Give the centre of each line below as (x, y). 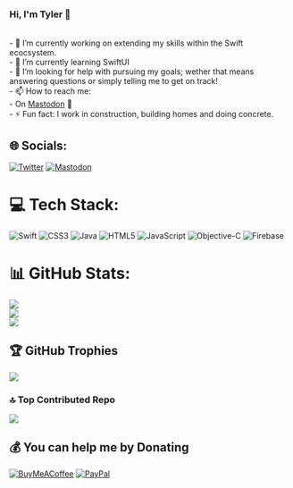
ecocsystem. (33, 53)
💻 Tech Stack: (64, 205)
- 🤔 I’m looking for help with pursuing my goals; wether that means (132, 72)
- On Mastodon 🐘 (41, 104)
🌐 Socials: (38, 145)
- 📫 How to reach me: (50, 91)
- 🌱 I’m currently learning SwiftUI (69, 63)
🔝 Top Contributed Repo (63, 400)
